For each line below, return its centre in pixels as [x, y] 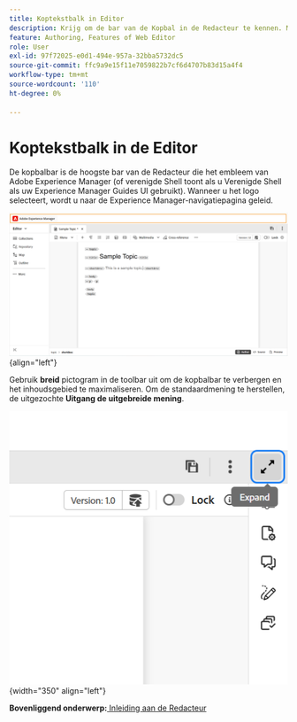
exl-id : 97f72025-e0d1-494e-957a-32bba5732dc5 [96, 56]
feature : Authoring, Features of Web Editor [92, 37]
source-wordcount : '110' [55, 84]
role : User [29, 47]
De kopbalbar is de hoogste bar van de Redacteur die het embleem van [139, 172]
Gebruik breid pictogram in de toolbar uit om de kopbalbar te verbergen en [145, 379]
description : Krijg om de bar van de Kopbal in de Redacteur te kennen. [146, 28]
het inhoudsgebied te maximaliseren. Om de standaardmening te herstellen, [147, 389]
